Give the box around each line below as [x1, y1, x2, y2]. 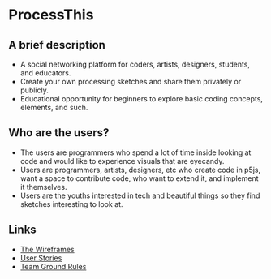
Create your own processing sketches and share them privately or [19, 77, 242, 86]
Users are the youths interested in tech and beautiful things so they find [19, 191, 260, 200]
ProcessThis [8, 6, 94, 24]
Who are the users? [8, 126, 110, 139]
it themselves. [19, 182, 67, 191]
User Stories [19, 253, 62, 263]
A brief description [8, 38, 105, 52]
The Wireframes [19, 244, 75, 254]
